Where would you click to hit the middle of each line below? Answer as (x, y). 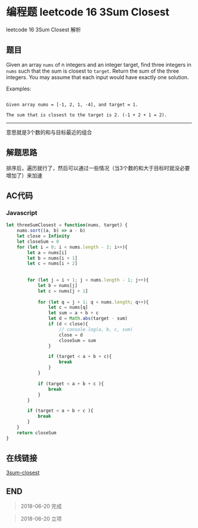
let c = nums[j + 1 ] (63, 291)
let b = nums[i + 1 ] (52, 258)
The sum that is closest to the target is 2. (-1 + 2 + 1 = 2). (87, 115)
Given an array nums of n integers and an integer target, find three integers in (99, 64)
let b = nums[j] (57, 285)
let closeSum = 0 (38, 242)
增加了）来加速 (24, 175)
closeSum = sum (77, 340)
